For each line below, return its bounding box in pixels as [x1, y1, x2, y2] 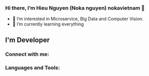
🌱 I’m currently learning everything [12, 21, 84, 27]
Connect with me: [5, 50, 49, 57]
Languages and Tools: [5, 64, 60, 71]
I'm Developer [5, 35, 50, 44]
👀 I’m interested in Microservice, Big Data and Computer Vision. [12, 16, 143, 22]
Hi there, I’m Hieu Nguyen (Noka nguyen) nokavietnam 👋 [5, 4, 145, 11]
